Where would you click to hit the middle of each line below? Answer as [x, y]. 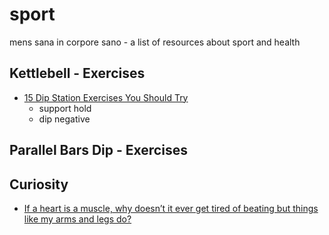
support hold [65, 108]
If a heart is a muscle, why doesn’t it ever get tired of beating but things [171, 208]
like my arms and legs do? [77, 219]
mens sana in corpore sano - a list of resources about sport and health [155, 42]
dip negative [64, 119]
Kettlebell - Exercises [77, 73]
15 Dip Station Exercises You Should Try [106, 97]
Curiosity [39, 184]
